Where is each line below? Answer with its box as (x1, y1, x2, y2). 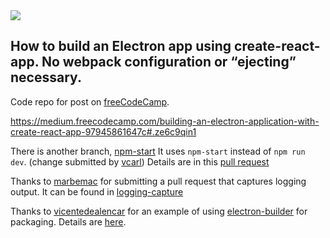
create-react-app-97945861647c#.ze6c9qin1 (10, 125, 197, 138)
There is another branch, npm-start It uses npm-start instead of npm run (10, 145, 306, 157)
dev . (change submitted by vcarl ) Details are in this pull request (10, 155, 270, 168)
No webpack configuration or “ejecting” (41, 54, 297, 71)
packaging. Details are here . (10, 215, 127, 228)
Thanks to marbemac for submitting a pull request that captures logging (10, 175, 307, 187)
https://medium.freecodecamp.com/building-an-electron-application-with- (10, 115, 320, 127)
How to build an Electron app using (10, 38, 232, 55)
